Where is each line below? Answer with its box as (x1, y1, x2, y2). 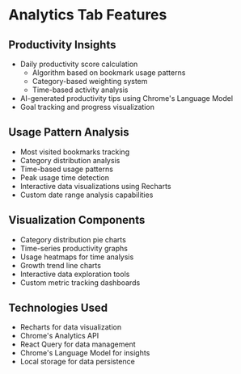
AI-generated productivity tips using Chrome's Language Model (19, 94, 233, 103)
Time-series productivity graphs (19, 243, 128, 253)
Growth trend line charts (19, 260, 101, 270)
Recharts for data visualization (19, 322, 122, 332)
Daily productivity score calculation (19, 59, 138, 69)
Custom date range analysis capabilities (19, 190, 154, 200)
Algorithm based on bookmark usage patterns (32, 68, 186, 78)
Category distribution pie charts (19, 234, 127, 244)
